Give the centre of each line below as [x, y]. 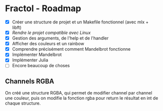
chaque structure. [23, 103]
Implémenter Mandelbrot [37, 55]
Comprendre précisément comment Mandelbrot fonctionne [71, 49]
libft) [17, 28]
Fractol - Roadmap [43, 9]
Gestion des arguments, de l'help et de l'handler [60, 38]
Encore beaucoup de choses [41, 66]
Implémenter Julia [30, 60]
